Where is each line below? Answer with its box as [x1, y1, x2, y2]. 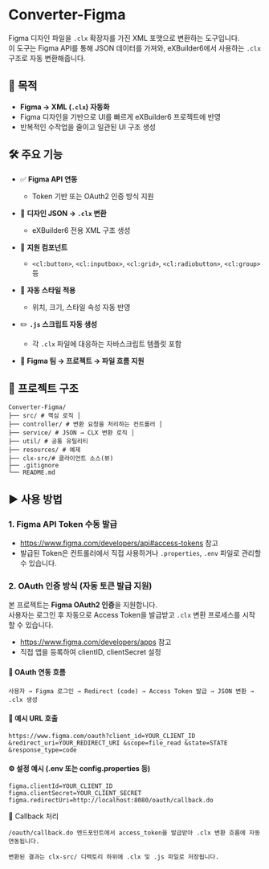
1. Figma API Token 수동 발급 [8, 518, 118, 529]
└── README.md [8, 468, 56, 477]
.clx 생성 [8, 696, 38, 704]
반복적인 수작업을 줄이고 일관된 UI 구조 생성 [19, 122, 157, 132]
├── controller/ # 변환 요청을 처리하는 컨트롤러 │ [8, 420, 163, 429]
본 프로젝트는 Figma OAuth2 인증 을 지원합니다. [8, 600, 158, 610]
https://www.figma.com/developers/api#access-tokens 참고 [19, 538, 218, 548]
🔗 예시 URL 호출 [8, 713, 59, 724]
